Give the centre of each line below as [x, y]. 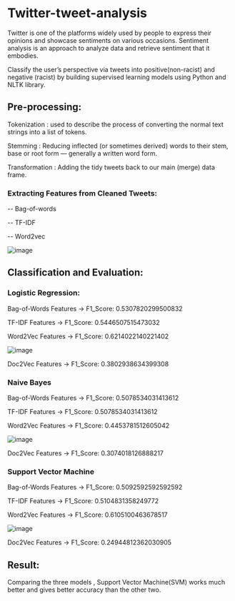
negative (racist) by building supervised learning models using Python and [117, 77]
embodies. [23, 56]
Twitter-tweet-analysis [77, 13]
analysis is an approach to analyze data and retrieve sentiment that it [109, 48]
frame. [17, 175]
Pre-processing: [45, 107]
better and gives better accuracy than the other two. [84, 590]
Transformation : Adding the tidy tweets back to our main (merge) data [111, 167]
